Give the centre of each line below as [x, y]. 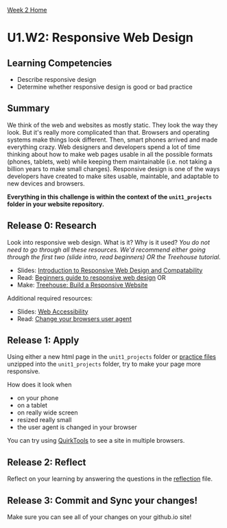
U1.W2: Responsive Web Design [100, 38]
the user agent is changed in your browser [77, 427]
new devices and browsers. [46, 183]
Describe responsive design [57, 79]
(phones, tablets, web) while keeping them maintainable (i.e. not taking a [110, 162]
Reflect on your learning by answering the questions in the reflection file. [110, 479]
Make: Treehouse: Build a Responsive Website [82, 285]
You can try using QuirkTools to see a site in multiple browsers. [96, 441]
